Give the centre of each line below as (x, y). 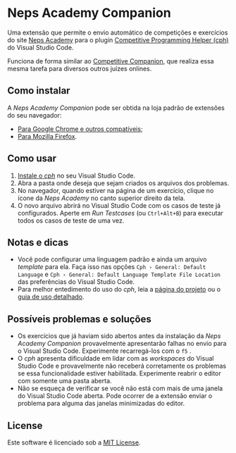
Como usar (32, 159)
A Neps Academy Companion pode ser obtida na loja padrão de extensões (116, 108)
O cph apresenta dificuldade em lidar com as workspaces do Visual (116, 359)
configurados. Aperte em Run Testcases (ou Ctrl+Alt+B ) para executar (120, 213)
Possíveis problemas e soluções (79, 319)
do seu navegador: (35, 115)
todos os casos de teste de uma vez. (71, 221)
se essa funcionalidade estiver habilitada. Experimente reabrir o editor (119, 373)
